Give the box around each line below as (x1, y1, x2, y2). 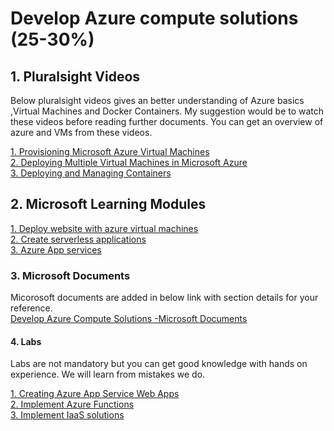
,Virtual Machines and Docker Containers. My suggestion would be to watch (10, 105, 325, 117)
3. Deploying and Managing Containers (10, 167, 172, 179)
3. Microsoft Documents (10, 268, 131, 282)
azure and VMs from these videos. (10, 127, 153, 138)
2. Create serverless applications (10, 233, 147, 245)
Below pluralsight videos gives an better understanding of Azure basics (10, 95, 305, 106)
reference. (10, 302, 53, 314)
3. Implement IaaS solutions (10, 409, 125, 421)
